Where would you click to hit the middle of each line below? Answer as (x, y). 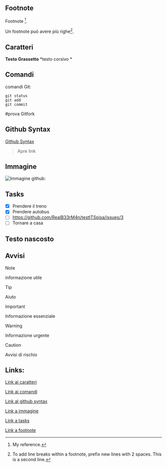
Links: (15, 370)
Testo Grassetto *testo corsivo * (39, 59)
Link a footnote (21, 430)
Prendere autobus (31, 212)
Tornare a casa (28, 223)
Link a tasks (17, 421)
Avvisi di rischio (21, 355)
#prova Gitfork (20, 113)
